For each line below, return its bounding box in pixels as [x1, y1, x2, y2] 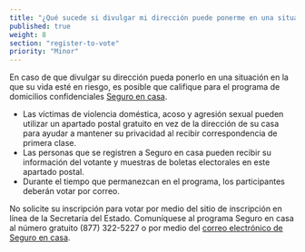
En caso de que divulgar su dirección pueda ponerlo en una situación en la [9, 72, 289, 82]
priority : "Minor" [9, 47, 79, 56]
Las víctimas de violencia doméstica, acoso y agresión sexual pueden [22, 109, 284, 120]
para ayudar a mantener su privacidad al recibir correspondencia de [22, 128, 278, 139]
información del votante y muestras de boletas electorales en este [22, 157, 271, 168]
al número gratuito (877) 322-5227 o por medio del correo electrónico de [9, 223, 283, 234]
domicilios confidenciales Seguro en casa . [9, 92, 168, 102]
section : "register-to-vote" [9, 38, 120, 48]
